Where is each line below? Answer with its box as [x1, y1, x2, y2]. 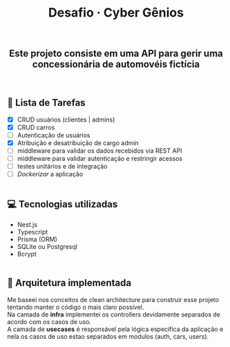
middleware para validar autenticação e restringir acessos [17, 154, 183, 162]
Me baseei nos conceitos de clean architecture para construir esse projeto [7, 295, 220, 303]
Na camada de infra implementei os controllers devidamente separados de [7, 310, 221, 319]
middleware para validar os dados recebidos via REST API [17, 147, 182, 155]
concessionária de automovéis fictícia [32, 59, 200, 71]
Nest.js [17, 220, 38, 229]
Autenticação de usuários [17, 131, 90, 139]
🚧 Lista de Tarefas [7, 97, 86, 109]
